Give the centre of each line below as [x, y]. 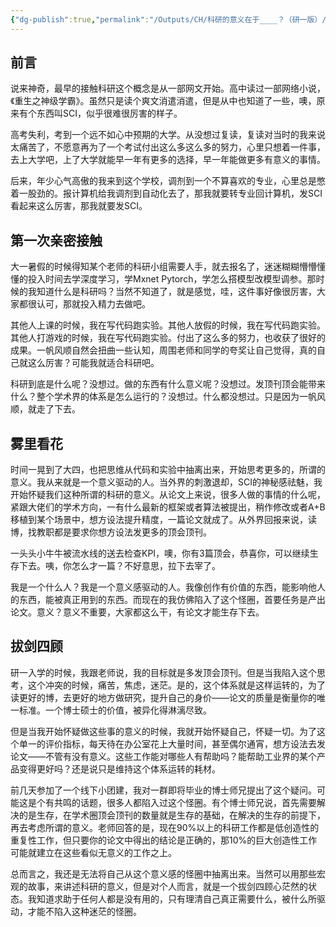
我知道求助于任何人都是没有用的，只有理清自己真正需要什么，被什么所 [172, 898]
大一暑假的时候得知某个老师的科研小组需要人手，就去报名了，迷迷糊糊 [155, 267]
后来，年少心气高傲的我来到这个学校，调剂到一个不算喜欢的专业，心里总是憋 [168, 181]
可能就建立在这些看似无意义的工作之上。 [93, 852]
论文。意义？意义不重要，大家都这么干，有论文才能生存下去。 [137, 612]
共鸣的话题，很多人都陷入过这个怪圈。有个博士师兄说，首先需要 [185, 802]
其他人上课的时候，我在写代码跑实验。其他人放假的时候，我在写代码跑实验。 [168, 325]
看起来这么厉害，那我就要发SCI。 [79, 206]
